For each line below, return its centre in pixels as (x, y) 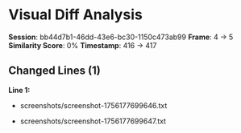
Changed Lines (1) (54, 71)
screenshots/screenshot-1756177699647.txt (93, 121)
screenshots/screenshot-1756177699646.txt (93, 105)
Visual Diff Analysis (75, 15)
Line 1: (19, 90)
